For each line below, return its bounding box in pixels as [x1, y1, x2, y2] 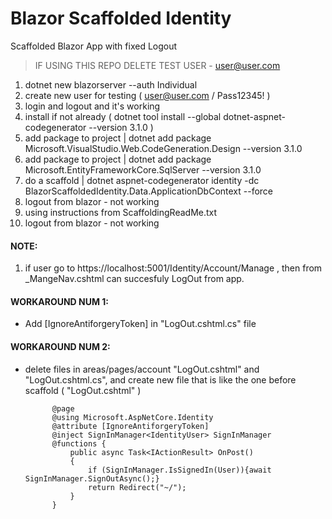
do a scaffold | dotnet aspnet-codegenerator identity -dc [24, 174, 260, 186]
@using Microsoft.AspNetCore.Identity [51, 412, 214, 422]
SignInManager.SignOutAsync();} [24, 473, 160, 484]
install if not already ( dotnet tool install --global [24, 110, 222, 122]
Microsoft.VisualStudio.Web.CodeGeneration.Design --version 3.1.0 [24, 142, 303, 154]
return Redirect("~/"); [88, 482, 187, 492]
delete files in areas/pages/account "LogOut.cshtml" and [24, 363, 260, 375]
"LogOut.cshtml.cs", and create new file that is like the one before [24, 373, 297, 386]
